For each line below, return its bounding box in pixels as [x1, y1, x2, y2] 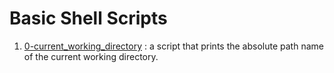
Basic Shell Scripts [9, 7, 168, 30]
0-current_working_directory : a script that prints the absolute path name [23, 40, 324, 52]
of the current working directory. [23, 50, 159, 62]
